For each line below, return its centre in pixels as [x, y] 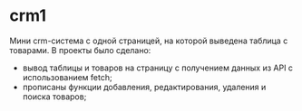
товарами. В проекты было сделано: [80, 50]
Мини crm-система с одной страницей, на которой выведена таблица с [149, 41]
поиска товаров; [54, 97]
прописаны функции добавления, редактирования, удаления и [144, 87]
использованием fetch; [67, 77]
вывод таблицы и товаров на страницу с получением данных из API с [157, 68]
